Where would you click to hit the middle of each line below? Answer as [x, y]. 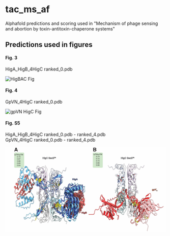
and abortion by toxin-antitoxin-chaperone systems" [60, 28]
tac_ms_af [27, 9]
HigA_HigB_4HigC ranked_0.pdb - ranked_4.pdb [55, 134]
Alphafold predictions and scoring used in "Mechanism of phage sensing [82, 23]
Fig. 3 [11, 57]
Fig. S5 [13, 123]
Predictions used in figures [49, 45]
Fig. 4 [11, 90]
